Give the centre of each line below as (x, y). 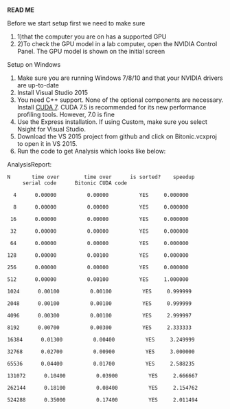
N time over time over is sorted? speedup (101, 177)
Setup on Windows (34, 64)
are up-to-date (38, 85)
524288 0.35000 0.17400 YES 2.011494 (102, 400)
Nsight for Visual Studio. (51, 129)
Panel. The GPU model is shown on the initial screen (91, 51)
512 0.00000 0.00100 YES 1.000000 (98, 280)
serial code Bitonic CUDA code (75, 183)
